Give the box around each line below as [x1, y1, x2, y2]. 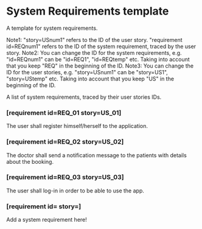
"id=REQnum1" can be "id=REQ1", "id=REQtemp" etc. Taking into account [6, 55, 190, 63]
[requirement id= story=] [6, 202, 82, 211]
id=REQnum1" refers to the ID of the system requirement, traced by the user [6, 43, 197, 50]
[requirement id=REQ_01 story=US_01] [6, 108, 122, 117]
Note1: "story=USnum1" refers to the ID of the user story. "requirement [6, 36, 183, 43]
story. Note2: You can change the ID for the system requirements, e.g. [6, 49, 182, 56]
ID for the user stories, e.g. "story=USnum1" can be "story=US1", [6, 68, 169, 76]
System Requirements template [6, 4, 169, 18]
